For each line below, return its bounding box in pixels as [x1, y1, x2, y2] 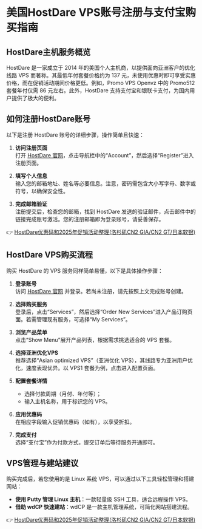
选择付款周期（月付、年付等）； [24, 390, 102, 397]
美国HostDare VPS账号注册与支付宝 [6, 5, 186, 19]
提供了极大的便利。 [11, 95, 59, 101]
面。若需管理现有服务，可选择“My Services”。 [15, 315, 132, 323]
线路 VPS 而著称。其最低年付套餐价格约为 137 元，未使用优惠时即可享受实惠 [6, 72, 196, 79]
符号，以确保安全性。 [15, 187, 69, 194]
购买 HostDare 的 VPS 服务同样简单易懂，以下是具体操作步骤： [6, 267, 164, 274]
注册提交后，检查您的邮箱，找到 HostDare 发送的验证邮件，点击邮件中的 [15, 208, 196, 215]
